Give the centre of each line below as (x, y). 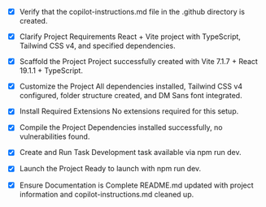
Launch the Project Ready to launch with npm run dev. (110, 169)
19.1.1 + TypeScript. (51, 71)
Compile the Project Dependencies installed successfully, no (121, 127)
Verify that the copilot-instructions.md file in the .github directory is (132, 12)
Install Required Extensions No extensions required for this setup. (129, 111)
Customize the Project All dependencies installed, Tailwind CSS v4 (131, 86)
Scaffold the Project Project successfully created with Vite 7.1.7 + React (138, 62)
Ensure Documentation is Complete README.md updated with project (136, 185)
